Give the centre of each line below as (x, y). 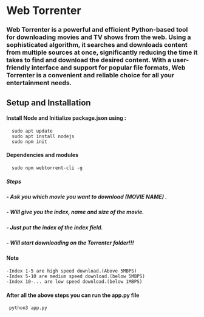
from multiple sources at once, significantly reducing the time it (102, 52)
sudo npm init (29, 141)
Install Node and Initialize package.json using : (66, 118)
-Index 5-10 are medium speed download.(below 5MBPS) (76, 276)
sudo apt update (32, 131)
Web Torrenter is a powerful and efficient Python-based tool (97, 30)
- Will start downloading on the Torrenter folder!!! (70, 243)
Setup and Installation (49, 103)
